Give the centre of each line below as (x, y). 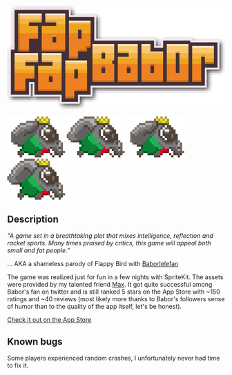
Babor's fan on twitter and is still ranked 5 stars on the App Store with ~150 (114, 292)
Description (33, 219)
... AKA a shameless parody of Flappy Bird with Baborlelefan (93, 264)
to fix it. (18, 365)
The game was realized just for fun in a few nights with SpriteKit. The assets (115, 277)
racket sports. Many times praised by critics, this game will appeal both (109, 243)
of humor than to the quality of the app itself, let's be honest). (94, 307)
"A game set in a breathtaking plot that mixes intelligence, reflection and (110, 236)
